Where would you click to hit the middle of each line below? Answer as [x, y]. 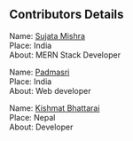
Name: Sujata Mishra [47, 35]
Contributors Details [66, 15]
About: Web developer [50, 90]
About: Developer [41, 127]
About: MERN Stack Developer [65, 55]
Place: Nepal [32, 117]
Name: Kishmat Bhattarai [55, 108]
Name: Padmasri [39, 72]
